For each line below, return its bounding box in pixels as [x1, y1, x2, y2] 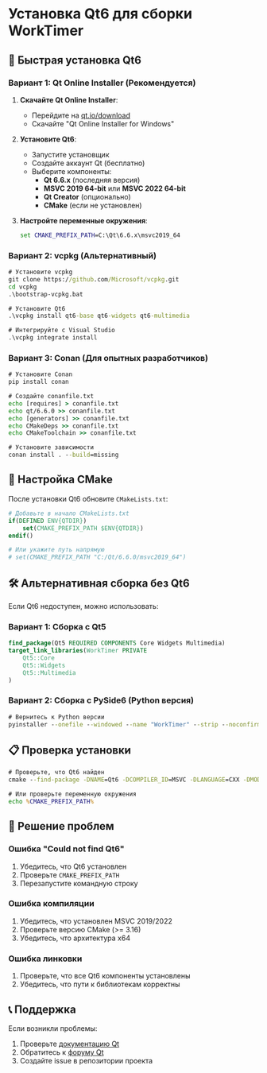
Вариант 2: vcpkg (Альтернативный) [8, 250, 157, 261]
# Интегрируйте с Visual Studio [8, 327, 115, 335]
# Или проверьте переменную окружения [8, 790, 137, 799]
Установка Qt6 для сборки [8, 5, 193, 23]
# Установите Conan [8, 370, 73, 378]
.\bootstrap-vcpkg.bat [8, 290, 83, 298]
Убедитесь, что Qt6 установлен [19, 862, 127, 871]
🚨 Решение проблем [8, 819, 114, 833]
